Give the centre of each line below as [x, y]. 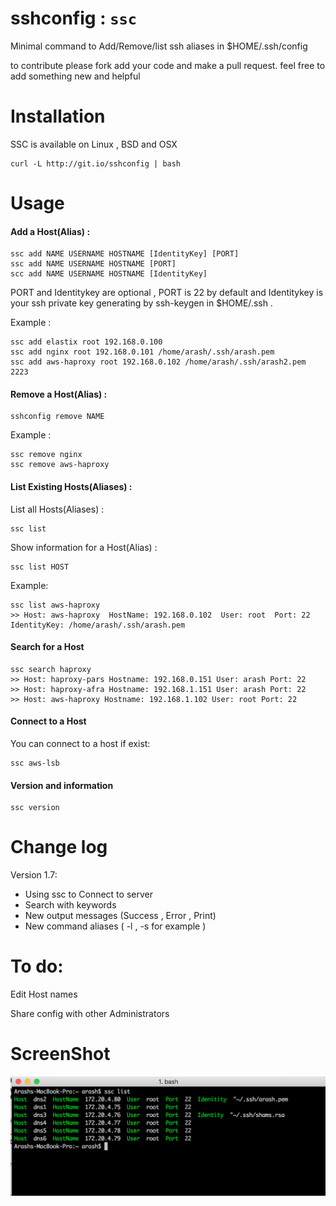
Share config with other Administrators [90, 1014]
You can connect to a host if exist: [80, 744]
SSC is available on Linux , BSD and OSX [94, 144]
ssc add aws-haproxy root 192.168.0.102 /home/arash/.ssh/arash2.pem [158, 362]
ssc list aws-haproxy [55, 605]
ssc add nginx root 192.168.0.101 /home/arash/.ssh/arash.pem [142, 352]
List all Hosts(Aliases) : [57, 509]
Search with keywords [70, 905]
